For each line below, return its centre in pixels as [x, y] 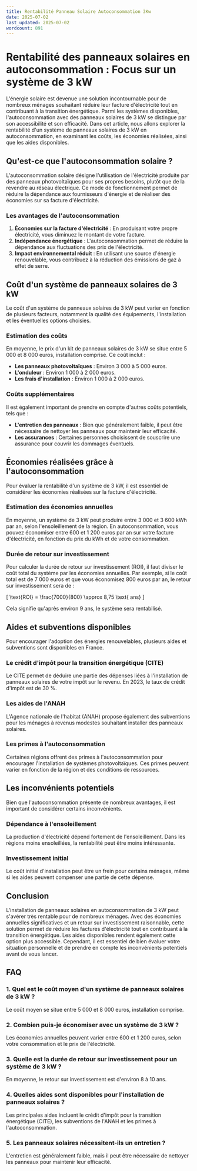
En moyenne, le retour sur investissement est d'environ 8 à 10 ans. [86, 1080]
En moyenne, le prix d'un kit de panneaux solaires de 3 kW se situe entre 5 [96, 349]
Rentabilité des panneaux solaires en [98, 57]
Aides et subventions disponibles [69, 627]
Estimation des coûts [37, 336]
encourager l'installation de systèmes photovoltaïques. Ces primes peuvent [98, 763]
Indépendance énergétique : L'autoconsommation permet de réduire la [101, 241]
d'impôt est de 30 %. [31, 688]
